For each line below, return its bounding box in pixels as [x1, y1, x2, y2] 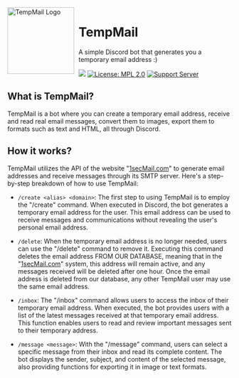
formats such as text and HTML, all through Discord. [7, 124, 161, 133]
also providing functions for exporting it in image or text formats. [17, 362, 207, 371]
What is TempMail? [7, 90, 95, 102]
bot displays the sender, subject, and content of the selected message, [17, 355, 226, 363]
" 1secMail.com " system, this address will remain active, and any [17, 259, 206, 268]
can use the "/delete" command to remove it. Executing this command [17, 244, 224, 253]
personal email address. [17, 223, 89, 232]
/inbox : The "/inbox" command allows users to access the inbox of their [17, 296, 229, 304]
